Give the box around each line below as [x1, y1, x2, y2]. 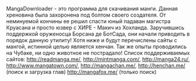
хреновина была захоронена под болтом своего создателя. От [6, 11, 166, 18]
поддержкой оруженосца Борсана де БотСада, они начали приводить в [6, 30, 190, 38]
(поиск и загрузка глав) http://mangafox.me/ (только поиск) [6, 68, 157, 75]
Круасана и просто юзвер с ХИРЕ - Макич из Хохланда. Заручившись [6, 24, 185, 31]
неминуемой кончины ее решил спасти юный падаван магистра [6, 18, 171, 24]
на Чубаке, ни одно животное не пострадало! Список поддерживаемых [6, 49, 190, 56]
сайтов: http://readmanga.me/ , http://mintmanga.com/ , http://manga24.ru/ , [6, 56, 190, 63]
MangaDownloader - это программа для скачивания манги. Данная [6, 5, 178, 12]
